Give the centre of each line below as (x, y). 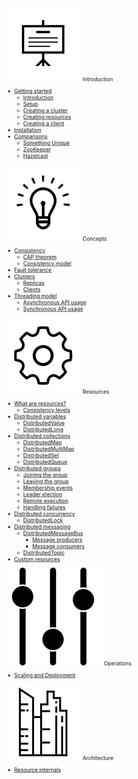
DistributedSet (41, 455)
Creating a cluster (45, 111)
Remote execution (46, 501)
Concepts (95, 239)
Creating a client (43, 123)
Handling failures (44, 507)
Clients (32, 289)
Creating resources (47, 117)
